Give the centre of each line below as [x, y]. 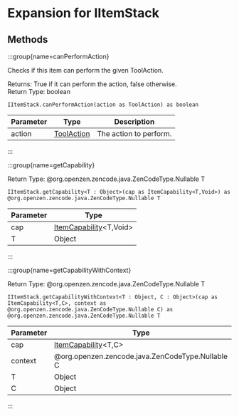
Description [134, 121]
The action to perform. [134, 134]
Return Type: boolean [39, 92]
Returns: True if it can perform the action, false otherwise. [92, 84]
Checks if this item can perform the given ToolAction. [85, 70]
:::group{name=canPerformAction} [58, 56]
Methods [28, 40]
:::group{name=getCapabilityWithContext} [69, 270]
